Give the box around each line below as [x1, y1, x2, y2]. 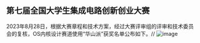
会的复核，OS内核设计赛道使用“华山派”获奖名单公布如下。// [6, 30, 156, 37]
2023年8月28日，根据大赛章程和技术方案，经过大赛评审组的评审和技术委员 [6, 23, 194, 30]
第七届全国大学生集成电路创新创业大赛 [6, 5, 150, 16]
